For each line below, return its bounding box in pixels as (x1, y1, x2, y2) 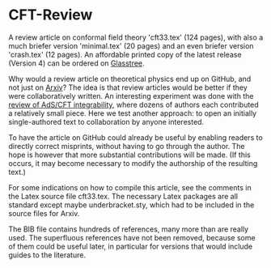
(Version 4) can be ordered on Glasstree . (8, 58, 145, 68)
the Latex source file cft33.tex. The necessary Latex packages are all (8, 191, 239, 201)
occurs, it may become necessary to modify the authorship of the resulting (8, 158, 258, 168)
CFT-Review (8, 6, 93, 24)
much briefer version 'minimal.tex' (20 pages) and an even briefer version (8, 40, 254, 50)
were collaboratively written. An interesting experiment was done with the (8, 91, 254, 100)
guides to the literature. (8, 249, 87, 260)
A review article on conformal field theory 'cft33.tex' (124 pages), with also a (8, 32, 264, 42)
